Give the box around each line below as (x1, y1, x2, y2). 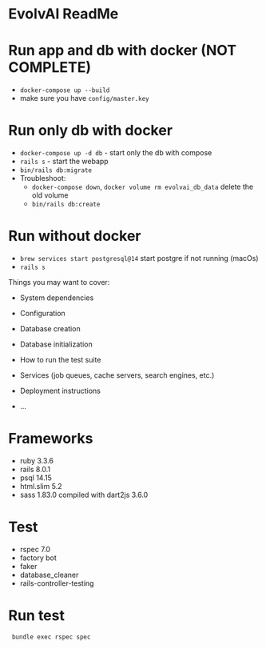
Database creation (19, 324, 81, 333)
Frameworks (8, 430, 93, 448)
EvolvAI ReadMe (8, 5, 119, 23)
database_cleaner (19, 570, 79, 579)
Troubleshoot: (19, 174, 66, 183)
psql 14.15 (19, 473, 52, 483)
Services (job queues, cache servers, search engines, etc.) (19, 371, 215, 380)
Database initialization (19, 339, 93, 349)
